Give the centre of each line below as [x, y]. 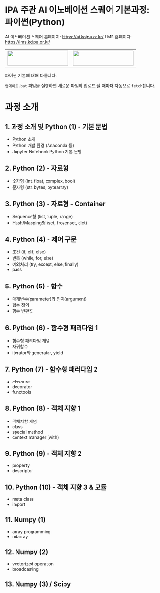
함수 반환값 [23, 311]
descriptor [22, 471]
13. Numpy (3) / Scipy [38, 584]
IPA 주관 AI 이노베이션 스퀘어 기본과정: [77, 10]
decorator [22, 387]
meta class [23, 499]
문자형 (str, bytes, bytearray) [40, 187]
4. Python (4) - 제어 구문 [41, 239]
